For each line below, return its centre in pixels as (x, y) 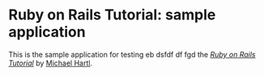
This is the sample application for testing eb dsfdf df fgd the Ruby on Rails (132, 54)
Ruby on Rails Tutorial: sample (112, 15)
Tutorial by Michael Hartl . (51, 63)
